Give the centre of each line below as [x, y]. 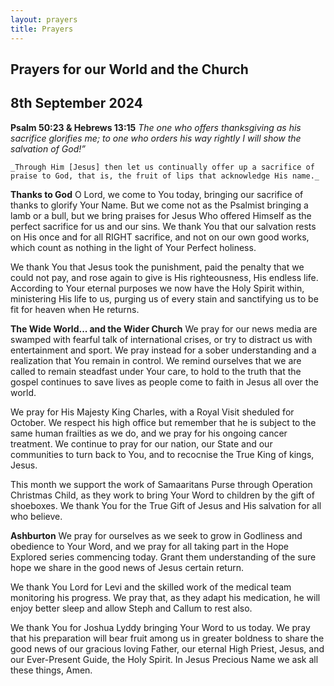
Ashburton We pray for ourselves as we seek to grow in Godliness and [156, 535]
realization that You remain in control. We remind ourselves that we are [156, 360]
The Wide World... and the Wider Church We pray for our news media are [164, 328]
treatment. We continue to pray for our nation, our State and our [141, 443]
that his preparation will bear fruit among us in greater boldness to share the [167, 638]
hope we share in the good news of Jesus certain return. [127, 567]
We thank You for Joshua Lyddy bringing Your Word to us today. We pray [160, 627]
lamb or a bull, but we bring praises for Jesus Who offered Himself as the [161, 215]
